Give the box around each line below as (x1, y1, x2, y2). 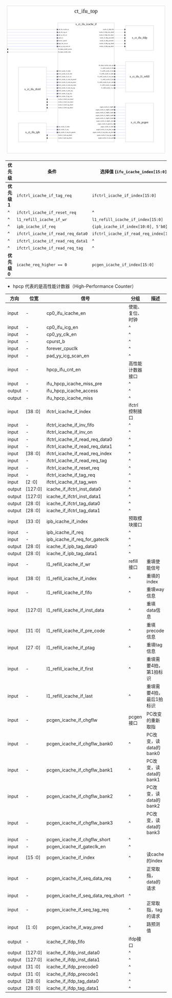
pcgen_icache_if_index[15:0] (92, 262, 155, 268)
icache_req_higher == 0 (16, 262, 68, 268)
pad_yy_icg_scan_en (46, 353, 90, 359)
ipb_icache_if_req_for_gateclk (46, 536, 109, 542)
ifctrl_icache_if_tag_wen (46, 479, 97, 485)
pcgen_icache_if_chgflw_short (46, 836, 111, 842)
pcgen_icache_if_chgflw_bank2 (46, 793, 113, 800)
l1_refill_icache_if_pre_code (46, 627, 105, 634)
